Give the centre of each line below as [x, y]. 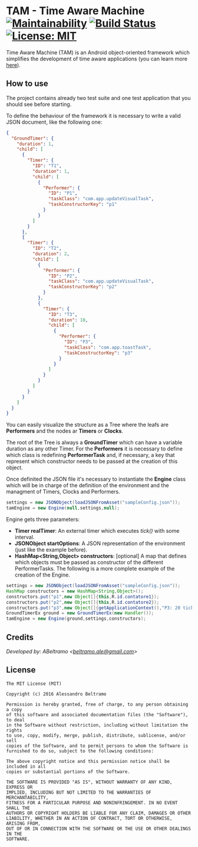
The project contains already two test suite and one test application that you [98, 98]
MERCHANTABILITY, [27, 797]
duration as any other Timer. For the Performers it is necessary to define [94, 449]
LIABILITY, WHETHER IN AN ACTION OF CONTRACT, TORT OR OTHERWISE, [89, 818]
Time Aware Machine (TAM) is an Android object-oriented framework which [98, 52]
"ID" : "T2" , [47, 249]
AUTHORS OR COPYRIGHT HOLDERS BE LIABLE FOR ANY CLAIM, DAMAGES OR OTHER [99, 813]
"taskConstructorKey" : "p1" [82, 204]
